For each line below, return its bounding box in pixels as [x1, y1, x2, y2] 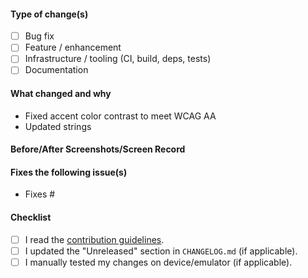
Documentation [24, 64, 89, 76]
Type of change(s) [10, 8, 89, 20]
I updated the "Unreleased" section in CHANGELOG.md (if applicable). [24, 245, 298, 257]
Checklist [10, 211, 52, 224]
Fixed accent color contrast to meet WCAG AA [24, 110, 217, 122]
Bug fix [24, 30, 55, 42]
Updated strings [24, 120, 92, 132]
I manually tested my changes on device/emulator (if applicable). [24, 256, 293, 268]
